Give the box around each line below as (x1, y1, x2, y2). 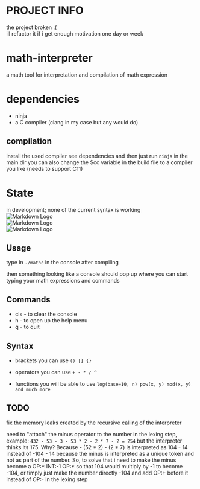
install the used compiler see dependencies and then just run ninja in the (6, 152, 188, 159)
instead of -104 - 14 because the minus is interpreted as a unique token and (6, 450, 195, 457)
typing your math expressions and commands (6, 277, 120, 284)
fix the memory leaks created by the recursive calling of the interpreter (6, 419, 182, 426)
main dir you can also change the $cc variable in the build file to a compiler (6, 158, 193, 166)
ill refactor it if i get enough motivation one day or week (6, 30, 143, 37)
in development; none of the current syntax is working (6, 206, 141, 213)
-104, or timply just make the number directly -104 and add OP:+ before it (6, 469, 189, 476)
